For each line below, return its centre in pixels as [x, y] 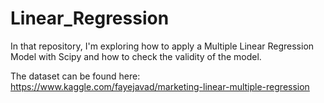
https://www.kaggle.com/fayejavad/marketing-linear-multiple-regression [160, 86]
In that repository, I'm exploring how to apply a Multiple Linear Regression [162, 46]
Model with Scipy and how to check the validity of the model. [136, 56]
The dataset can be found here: [75, 76]
